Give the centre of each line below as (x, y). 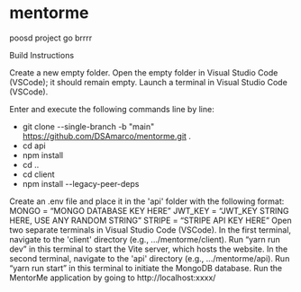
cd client (39, 174)
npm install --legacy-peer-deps (81, 183)
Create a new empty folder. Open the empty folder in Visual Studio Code (144, 72)
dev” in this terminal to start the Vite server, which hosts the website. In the (149, 249)
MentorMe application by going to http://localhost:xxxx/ (113, 278)
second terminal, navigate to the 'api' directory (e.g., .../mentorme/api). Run (150, 258)
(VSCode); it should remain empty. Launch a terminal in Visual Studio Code (149, 82)
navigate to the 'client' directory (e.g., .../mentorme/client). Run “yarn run (145, 239)
